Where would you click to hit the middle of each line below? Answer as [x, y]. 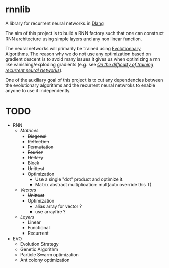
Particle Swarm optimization [50, 254]
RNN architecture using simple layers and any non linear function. [74, 39]
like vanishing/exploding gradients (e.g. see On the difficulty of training [79, 64]
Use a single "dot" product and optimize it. [79, 179]
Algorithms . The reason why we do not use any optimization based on [78, 54]
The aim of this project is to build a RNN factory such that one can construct [85, 33]
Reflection [38, 141]
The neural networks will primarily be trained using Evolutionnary [73, 48]
